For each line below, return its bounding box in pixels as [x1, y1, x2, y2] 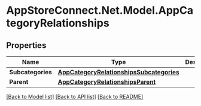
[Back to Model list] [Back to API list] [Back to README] [6, 93, 144, 100]
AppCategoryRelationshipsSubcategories [57, 68, 179, 76]
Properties [6, 40, 47, 50]
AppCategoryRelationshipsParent [57, 78, 156, 86]
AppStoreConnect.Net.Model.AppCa [6, 4, 193, 17]
